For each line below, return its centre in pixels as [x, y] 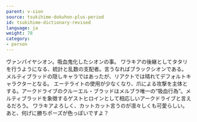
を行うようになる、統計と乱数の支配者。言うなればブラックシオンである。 [96, 69]
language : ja [22, 28]
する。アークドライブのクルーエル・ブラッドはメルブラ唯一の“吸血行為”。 [96, 91]
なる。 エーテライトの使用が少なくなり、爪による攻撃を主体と [112, 83]
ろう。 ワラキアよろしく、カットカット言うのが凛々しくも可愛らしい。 [102, 106]
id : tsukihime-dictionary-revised [49, 22]
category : [18, 39]
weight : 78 [19, 33]
